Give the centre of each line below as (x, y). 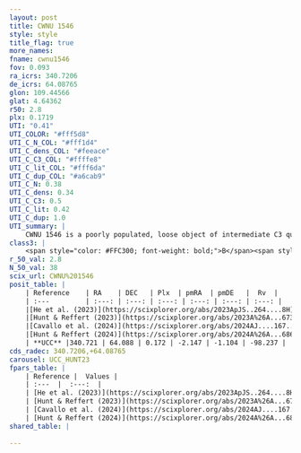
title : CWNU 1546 (42, 26)
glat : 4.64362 (36, 101)
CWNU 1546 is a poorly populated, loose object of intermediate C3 (154, 234)
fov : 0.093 (30, 68)
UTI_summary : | (38, 226)
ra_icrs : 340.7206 (43, 76)
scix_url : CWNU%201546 (52, 276)
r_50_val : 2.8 (36, 260)
